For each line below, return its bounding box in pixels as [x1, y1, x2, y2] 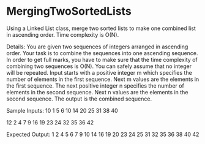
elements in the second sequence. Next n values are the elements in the [6, 88, 188, 96]
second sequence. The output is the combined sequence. [6, 95, 152, 102]
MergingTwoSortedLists [6, 4, 132, 18]
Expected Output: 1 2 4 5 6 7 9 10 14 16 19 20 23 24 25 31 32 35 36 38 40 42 [6, 131, 199, 138]
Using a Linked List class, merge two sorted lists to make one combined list [6, 25, 196, 32]
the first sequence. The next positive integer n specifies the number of [6, 81, 185, 89]
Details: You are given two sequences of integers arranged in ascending [6, 43, 188, 50]
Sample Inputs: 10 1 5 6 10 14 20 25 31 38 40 [6, 107, 118, 114]
